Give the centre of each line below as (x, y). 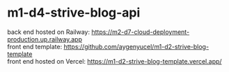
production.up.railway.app (45, 39)
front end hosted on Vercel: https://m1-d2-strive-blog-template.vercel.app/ (114, 61)
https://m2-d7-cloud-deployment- (141, 32)
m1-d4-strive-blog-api (74, 13)
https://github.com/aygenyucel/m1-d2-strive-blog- (136, 46)
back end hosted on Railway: (49, 32)
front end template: (35, 46)
